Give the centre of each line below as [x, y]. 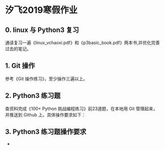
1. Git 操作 [20, 66]
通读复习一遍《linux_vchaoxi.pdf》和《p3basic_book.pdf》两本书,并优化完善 [82, 43]
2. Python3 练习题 [33, 96]
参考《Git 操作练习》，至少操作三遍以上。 [46, 78]
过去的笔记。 [18, 49]
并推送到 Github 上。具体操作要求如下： [46, 114]
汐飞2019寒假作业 [41, 10]
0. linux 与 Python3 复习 [42, 30]
